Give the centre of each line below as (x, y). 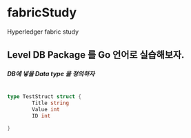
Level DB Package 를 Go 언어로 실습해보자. (96, 55)
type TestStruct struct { (44, 97)
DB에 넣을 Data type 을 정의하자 (51, 73)
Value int (46, 110)
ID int (41, 116)
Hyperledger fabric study (43, 32)
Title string (51, 103)
